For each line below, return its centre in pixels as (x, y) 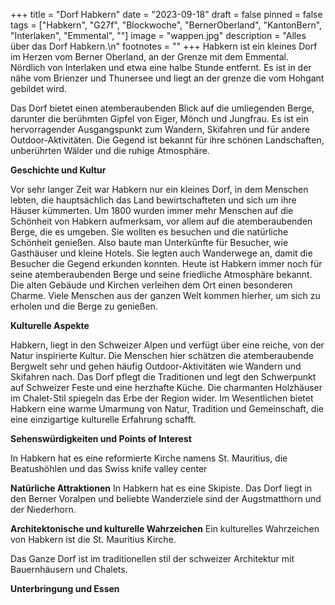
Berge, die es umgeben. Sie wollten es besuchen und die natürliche (149, 232)
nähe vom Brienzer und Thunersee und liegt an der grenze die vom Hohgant (167, 78)
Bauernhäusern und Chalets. (69, 569)
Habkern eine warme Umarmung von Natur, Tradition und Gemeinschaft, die (167, 408)
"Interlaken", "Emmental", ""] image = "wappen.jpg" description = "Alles (158, 35)
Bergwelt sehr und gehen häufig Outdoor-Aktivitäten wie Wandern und (156, 366)
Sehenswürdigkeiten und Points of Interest (101, 438)
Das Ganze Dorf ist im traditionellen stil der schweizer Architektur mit (152, 558)
